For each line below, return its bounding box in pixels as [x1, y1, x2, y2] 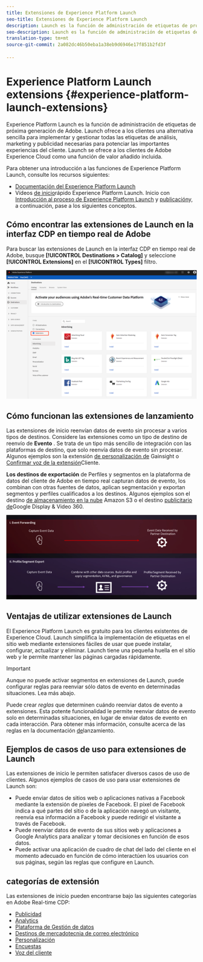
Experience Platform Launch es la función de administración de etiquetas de [6, 120, 196, 128]
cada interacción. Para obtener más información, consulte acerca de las [6, 720, 185, 728]
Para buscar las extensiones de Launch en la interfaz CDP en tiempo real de [6, 245, 196, 252]
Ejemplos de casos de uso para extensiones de [6, 744, 187, 754]
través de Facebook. [14, 820, 66, 828]
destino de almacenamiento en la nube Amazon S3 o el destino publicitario [6, 496, 193, 504]
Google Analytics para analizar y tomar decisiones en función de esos [14, 833, 190, 840]
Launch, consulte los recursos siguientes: [6, 171, 110, 178]
